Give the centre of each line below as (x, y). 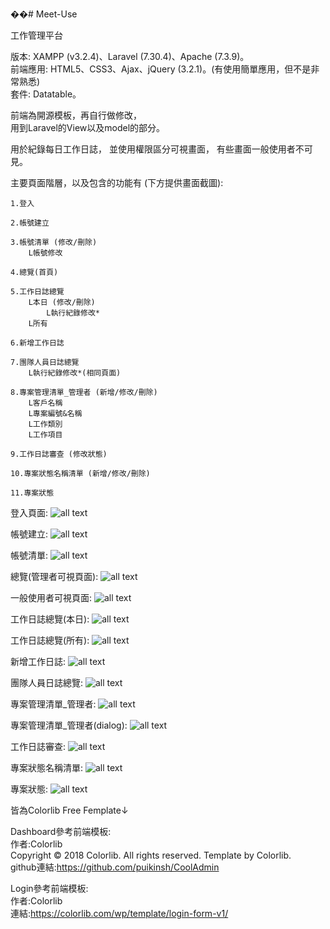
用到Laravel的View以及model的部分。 (88, 127)
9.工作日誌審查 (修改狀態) (59, 454)
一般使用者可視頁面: (51, 597)
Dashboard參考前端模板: (61, 831)
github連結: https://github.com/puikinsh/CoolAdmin (115, 867)
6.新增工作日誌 (37, 343)
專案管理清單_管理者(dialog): (69, 725)
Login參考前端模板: (49, 888)
